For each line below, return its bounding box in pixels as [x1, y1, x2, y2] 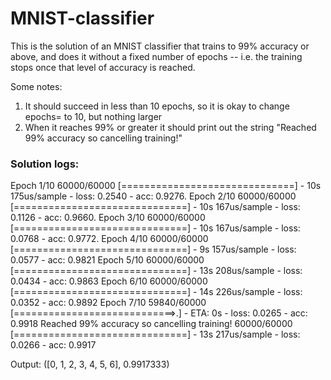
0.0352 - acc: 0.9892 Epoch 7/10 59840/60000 [10, 297, 207, 309]
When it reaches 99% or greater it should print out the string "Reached [24, 121, 317, 133]
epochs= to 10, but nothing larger [24, 110, 163, 122]
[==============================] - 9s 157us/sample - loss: [10, 243, 297, 256]
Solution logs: [10, 157, 80, 171]
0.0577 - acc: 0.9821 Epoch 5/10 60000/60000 [10, 254, 205, 266]
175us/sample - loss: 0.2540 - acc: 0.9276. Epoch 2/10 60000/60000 [10, 190, 297, 202]
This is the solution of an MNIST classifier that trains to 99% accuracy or [10, 40, 310, 52]
